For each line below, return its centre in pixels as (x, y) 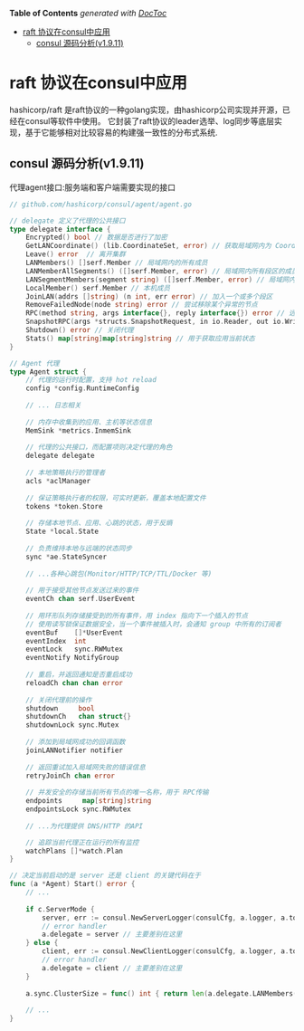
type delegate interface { (60, 229)
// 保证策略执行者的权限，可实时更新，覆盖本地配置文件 (116, 498)
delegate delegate (60, 456)
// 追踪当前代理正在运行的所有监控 (82, 842)
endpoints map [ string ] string (89, 801)
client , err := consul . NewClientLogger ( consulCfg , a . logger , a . (166, 951)
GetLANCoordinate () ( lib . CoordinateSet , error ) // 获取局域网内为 (148, 246)
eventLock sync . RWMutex (75, 649)
